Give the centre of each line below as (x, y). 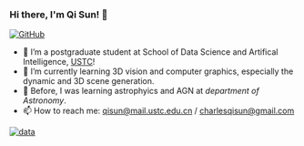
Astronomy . (44, 100)
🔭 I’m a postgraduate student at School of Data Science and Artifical (150, 52)
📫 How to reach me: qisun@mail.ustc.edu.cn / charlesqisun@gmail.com (158, 111)
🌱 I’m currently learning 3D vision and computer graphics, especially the (158, 71)
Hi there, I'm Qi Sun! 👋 (59, 15)
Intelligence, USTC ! (59, 62)
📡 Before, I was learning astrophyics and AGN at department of (141, 91)
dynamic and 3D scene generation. (88, 81)
